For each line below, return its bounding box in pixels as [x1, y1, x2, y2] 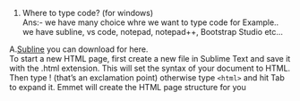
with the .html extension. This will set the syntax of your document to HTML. [9, 63, 291, 73]
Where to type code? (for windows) [21, 8, 154, 18]
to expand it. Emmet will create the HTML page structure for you [9, 82, 246, 92]
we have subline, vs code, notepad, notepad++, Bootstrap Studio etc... [21, 27, 284, 37]
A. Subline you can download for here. [9, 44, 149, 55]
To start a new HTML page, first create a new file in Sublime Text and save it [9, 54, 291, 63]
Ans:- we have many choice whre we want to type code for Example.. [21, 17, 279, 28]
